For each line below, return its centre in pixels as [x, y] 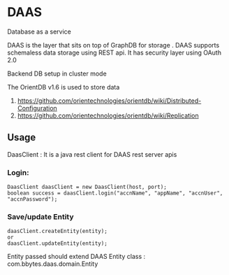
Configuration [37, 108]
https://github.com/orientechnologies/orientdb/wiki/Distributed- [109, 100]
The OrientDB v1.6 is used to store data [64, 87]
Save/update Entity [41, 216]
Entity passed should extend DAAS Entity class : [76, 257]
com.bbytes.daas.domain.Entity [53, 264]
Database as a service [39, 31]
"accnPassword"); [32, 199]
